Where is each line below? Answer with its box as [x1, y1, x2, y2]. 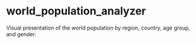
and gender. [6, 30, 36, 37]
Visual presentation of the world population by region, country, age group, [6, 24, 191, 31]
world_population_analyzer [6, 4, 147, 18]
